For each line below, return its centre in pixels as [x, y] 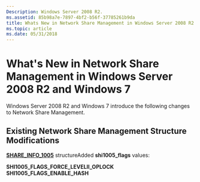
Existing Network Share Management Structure [96, 131]
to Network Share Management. [46, 112]
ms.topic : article [29, 29]
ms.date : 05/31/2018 [32, 34]
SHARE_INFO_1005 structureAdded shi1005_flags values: [78, 155]
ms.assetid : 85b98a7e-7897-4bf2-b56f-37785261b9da [71, 17]
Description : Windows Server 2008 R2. [54, 12]
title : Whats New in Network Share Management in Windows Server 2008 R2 [100, 23]
